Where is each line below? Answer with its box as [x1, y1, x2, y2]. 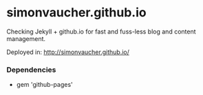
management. [6, 34, 46, 42]
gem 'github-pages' [16, 81, 73, 89]
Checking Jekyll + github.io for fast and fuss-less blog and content [6, 27, 197, 36]
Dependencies [6, 65, 56, 74]
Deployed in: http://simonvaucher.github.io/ [6, 48, 130, 56]
